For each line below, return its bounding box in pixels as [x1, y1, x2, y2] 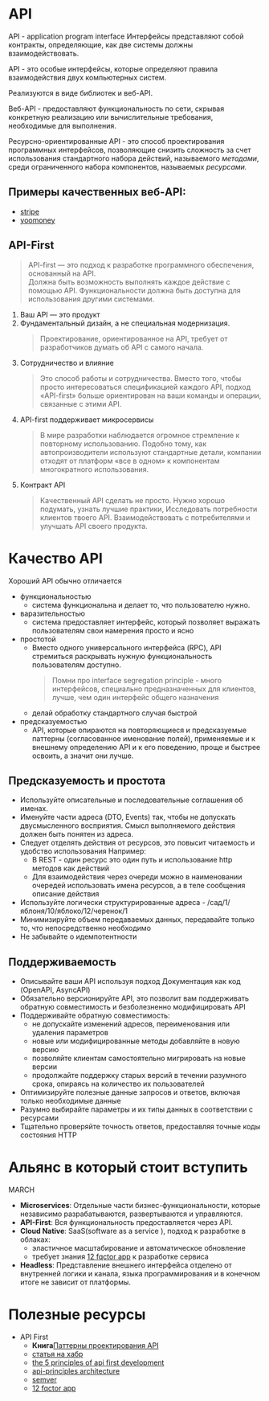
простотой [19, 634, 56, 644]
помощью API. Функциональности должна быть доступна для [27, 285, 241, 295]
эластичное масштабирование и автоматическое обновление [31, 1243, 247, 1253]
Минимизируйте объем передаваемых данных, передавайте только [19, 915, 255, 924]
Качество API [8, 549, 103, 567]
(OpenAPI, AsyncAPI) [19, 985, 91, 995]
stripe [19, 207, 40, 216]
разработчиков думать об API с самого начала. [39, 342, 204, 352]
